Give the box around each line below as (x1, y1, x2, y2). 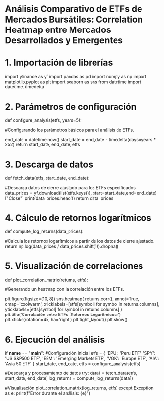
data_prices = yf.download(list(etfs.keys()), (5, 190, 92, 196)
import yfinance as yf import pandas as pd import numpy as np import (5, 74, 147, 80)
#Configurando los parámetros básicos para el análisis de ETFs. (5, 127, 134, 133)
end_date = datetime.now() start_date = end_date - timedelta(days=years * (5, 137, 156, 143)
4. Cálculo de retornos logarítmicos (5, 212, 152, 224)
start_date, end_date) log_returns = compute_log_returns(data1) (5, 375, 133, 381)
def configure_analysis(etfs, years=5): (5, 117, 82, 123)
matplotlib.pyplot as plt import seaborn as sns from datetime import (5, 79, 141, 85)
